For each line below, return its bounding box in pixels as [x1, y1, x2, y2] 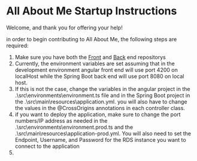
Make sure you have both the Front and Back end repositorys [14, 53, 166, 60]
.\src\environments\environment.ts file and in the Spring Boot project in [14, 92, 190, 99]
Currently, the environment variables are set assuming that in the [14, 60, 175, 67]
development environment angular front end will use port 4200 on [14, 66, 178, 73]
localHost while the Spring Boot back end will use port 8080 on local [14, 72, 184, 80]
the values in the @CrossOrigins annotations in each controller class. [14, 104, 186, 111]
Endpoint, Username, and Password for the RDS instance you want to [14, 136, 187, 143]
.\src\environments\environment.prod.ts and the [14, 123, 134, 130]
